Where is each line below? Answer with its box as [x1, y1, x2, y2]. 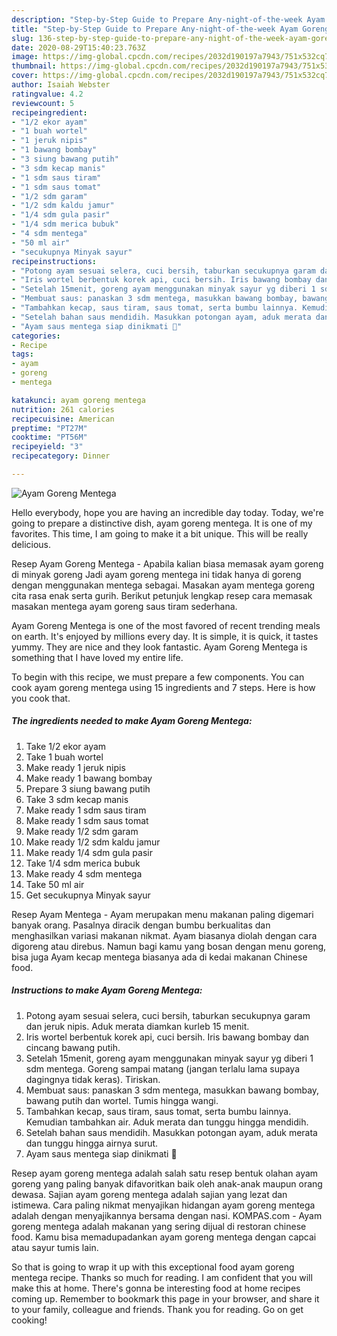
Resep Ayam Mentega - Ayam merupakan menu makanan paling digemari [11, 908, 314, 920]
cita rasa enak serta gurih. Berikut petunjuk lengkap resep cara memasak [11, 589, 313, 601]
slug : [11, 33, 34, 43]
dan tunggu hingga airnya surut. [25, 1137, 159, 1149]
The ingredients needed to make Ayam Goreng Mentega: [11, 715, 253, 727]
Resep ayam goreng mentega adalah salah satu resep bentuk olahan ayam [11, 1167, 319, 1179]
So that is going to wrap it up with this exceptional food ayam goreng [11, 1261, 295, 1273]
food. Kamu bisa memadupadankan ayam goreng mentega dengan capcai [11, 1231, 317, 1243]
